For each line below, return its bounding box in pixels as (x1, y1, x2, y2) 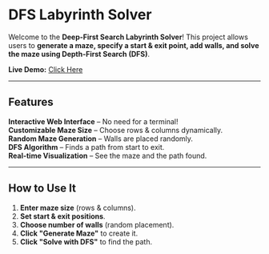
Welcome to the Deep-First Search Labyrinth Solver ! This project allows (8, 32, 248, 42)
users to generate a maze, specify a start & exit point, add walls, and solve (8, 40, 259, 50)
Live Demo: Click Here (8, 64, 83, 74)
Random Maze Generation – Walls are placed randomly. (8, 134, 194, 143)
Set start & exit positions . (19, 211, 106, 221)
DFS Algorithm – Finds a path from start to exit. (8, 142, 165, 151)
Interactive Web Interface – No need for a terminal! (8, 116, 179, 126)
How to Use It (8, 182, 76, 196)
